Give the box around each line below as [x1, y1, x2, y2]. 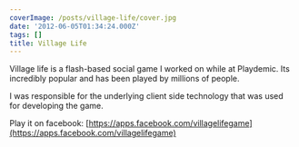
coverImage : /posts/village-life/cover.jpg [9, 13, 177, 23]
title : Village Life [9, 38, 88, 48]
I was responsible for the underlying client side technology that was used [9, 91, 284, 102]
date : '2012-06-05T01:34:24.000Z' [9, 22, 141, 31]
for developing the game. [9, 101, 104, 112]
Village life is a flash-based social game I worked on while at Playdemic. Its [9, 64, 291, 74]
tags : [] [9, 30, 43, 39]
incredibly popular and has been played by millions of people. [9, 73, 240, 84]
